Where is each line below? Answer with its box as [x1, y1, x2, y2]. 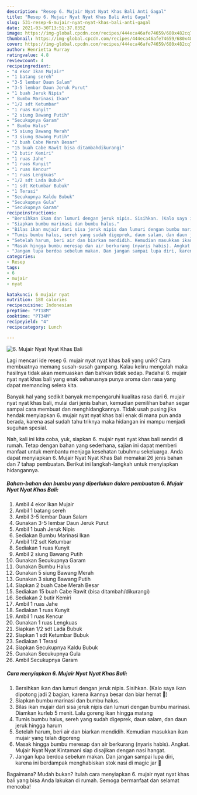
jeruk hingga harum [15, 722, 63, 729]
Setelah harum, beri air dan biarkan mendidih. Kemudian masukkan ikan [15, 728, 188, 735]
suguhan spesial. [6, 424, 48, 431]
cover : [6, 42, 23, 47]
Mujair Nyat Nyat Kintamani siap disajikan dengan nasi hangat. [15, 747, 166, 754]
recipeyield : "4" [6, 319, 49, 325]
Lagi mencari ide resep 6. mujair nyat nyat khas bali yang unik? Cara [6, 357, 171, 364]
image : [6, 30, 23, 36]
